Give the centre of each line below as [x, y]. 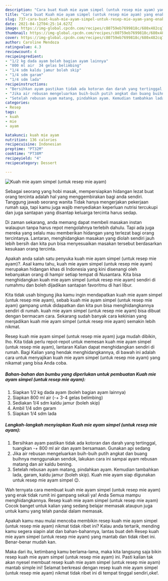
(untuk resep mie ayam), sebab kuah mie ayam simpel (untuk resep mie [79, 300]
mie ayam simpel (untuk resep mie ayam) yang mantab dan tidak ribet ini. [80, 536]
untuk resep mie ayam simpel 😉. [46, 480]
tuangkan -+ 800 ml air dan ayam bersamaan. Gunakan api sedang [81, 448]
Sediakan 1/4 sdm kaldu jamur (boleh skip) [56, 402]
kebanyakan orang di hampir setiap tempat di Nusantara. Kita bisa [73, 274]
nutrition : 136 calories [31, 140]
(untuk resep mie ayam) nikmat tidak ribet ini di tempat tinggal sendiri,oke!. [82, 572]
